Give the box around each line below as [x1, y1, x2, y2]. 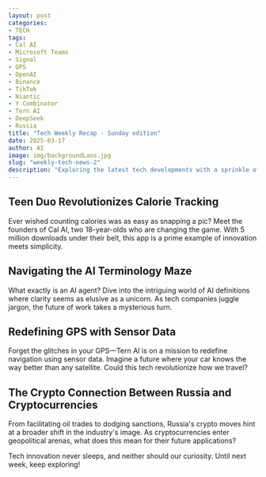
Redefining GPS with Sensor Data [8, 325, 177, 339]
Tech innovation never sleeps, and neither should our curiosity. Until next [8, 452, 247, 461]
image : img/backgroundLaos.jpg [8, 151, 112, 159]
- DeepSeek [8, 115, 44, 123]
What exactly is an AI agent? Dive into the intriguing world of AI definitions [8, 286, 250, 295]
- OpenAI [8, 70, 37, 78]
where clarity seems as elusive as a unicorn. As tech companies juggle [8, 293, 240, 303]
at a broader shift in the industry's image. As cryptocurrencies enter [8, 428, 230, 437]
